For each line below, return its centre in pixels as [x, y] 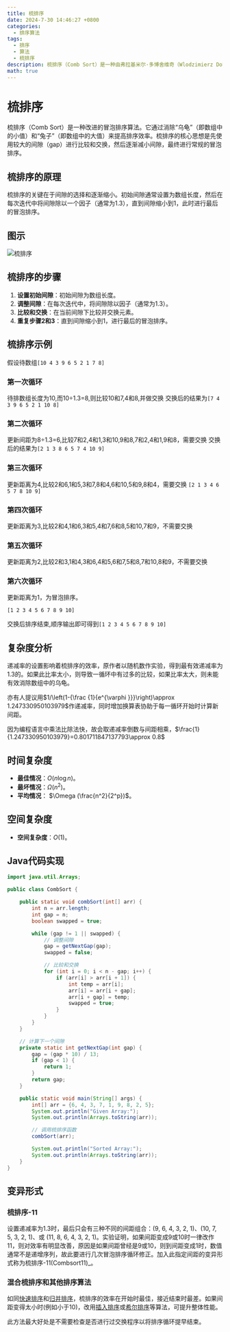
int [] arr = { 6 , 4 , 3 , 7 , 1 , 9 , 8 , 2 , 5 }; [93, 1105]
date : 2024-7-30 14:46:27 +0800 [53, 20]
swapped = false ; [68, 953]
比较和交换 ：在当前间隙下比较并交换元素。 [77, 312]
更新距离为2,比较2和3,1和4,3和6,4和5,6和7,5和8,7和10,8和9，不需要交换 [107, 562]
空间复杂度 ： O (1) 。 [44, 837]
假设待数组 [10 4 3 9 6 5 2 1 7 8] [56, 362]
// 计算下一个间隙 [42, 1041]
